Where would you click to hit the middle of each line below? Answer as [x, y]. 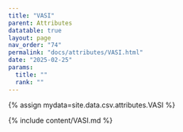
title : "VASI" [32, 16]
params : [21, 68]
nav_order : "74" [35, 45]
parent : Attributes [40, 23]
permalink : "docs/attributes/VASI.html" [76, 52]
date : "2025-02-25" [40, 60]
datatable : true [35, 30]
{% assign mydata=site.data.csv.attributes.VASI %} [92, 105]
